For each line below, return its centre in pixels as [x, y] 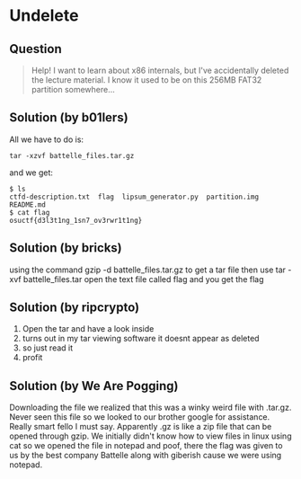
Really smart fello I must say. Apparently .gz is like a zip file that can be [141, 427]
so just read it [48, 348]
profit [32, 358]
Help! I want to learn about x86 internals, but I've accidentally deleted [160, 70]
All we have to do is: [46, 139]
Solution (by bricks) [66, 248]
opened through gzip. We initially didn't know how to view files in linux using [150, 436]
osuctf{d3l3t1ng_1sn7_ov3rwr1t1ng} [76, 220]
